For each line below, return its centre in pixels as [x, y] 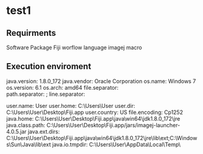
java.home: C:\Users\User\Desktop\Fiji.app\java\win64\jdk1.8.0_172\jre [93, 118]
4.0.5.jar [17, 132]
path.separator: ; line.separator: [46, 94]
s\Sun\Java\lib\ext [29, 144]
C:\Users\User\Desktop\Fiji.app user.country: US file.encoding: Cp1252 [95, 112]
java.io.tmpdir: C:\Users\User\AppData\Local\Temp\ [116, 144]
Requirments [31, 33]
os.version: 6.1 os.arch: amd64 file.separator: [62, 87]
